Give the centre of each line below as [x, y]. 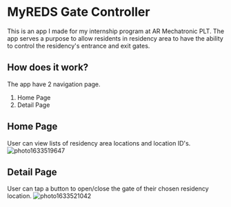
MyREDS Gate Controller [79, 12]
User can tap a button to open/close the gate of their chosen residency [108, 189]
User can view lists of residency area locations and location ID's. [99, 143]
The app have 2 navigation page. [54, 84]
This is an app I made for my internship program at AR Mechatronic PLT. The [116, 31]
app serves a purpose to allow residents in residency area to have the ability [115, 38]
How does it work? [48, 67]
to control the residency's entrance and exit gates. [79, 46]
